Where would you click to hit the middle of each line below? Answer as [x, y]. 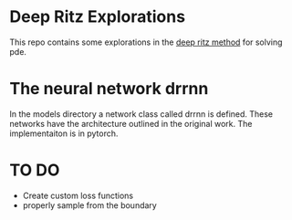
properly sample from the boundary [89, 205]
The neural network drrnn [109, 89]
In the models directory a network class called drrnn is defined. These [141, 114]
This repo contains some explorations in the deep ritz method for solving [146, 42]
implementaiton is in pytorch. [64, 133]
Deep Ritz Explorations [97, 17]
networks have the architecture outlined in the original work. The [131, 123]
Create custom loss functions [78, 195]
